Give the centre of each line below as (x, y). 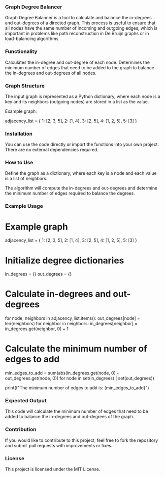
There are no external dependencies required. (52, 150)
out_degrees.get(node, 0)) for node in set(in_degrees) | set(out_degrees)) (80, 378)
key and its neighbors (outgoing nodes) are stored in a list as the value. (77, 101)
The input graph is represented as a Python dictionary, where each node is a (83, 96)
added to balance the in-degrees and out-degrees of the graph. (70, 417)
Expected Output (26, 401)
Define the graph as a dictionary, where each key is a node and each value (81, 173)
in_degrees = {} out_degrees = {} (38, 274)
